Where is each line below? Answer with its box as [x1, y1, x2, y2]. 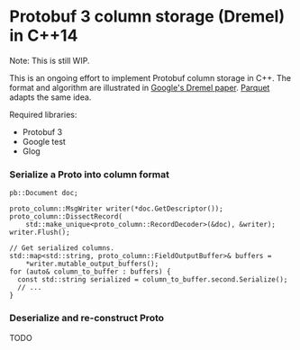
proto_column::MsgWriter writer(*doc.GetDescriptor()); [9, 204, 223, 213]
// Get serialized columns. [9, 244, 115, 253]
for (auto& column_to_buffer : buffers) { [9, 267, 171, 276]
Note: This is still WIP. [9, 55, 90, 66]
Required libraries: [9, 109, 77, 120]
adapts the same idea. [9, 92, 92, 103]
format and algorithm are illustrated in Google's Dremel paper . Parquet [9, 82, 270, 93]
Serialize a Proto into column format [9, 168, 169, 181]
